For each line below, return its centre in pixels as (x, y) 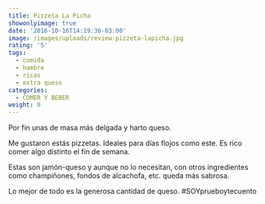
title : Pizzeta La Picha (49, 16)
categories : (28, 90)
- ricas (28, 75)
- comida (30, 61)
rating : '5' (28, 46)
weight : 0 (25, 105)
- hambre (30, 68)
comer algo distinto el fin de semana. (69, 152)
